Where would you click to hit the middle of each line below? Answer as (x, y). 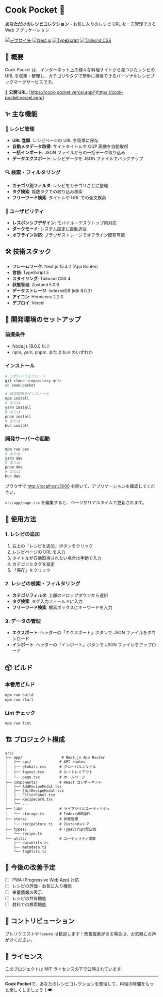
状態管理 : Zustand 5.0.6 (35, 284)
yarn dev (14, 458)
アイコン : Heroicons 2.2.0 (38, 297)
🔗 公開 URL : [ (18, 92)
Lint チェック (20, 713)
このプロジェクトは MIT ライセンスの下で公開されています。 (65, 969)
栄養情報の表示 (27, 892)
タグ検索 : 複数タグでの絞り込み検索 (47, 192)
